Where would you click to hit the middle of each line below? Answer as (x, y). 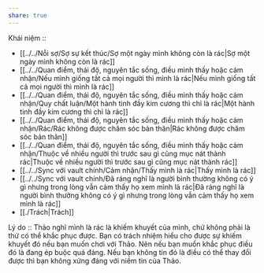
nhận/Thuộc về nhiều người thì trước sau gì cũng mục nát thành (123, 153)
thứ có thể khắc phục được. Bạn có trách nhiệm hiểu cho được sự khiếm (125, 235)
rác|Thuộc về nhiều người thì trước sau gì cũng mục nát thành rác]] (128, 161)
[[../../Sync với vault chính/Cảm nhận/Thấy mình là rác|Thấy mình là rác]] (138, 170)
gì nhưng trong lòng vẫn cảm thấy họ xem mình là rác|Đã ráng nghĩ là (132, 186)
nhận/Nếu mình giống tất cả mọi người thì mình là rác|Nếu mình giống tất (138, 78)
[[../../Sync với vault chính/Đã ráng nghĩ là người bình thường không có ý (136, 179)
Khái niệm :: (27, 38)
